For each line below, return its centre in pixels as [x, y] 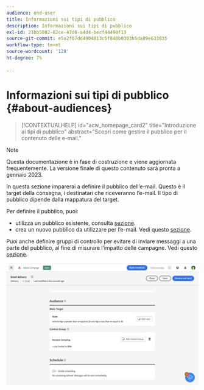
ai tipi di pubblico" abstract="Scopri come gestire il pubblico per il [104, 132]
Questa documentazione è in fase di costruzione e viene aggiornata [91, 161]
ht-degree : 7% [24, 58]
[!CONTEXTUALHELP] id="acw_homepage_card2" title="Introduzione [109, 125]
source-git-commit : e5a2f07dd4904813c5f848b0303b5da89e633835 [87, 39]
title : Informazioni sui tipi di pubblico [61, 19]
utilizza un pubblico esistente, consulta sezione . [75, 223]
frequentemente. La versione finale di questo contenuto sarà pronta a [93, 168]
